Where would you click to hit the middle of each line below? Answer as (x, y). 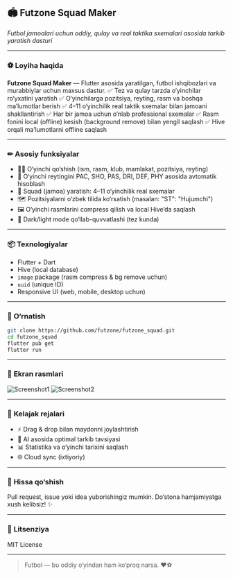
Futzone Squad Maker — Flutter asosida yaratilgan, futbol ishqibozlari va (112, 83)
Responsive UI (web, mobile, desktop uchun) (81, 291)
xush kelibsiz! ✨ (30, 504)
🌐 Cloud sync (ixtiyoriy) (51, 457)
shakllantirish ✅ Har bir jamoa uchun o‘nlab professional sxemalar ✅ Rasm (113, 114)
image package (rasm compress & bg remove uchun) (92, 277)
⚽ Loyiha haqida (35, 65)
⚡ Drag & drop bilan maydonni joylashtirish (78, 430)
